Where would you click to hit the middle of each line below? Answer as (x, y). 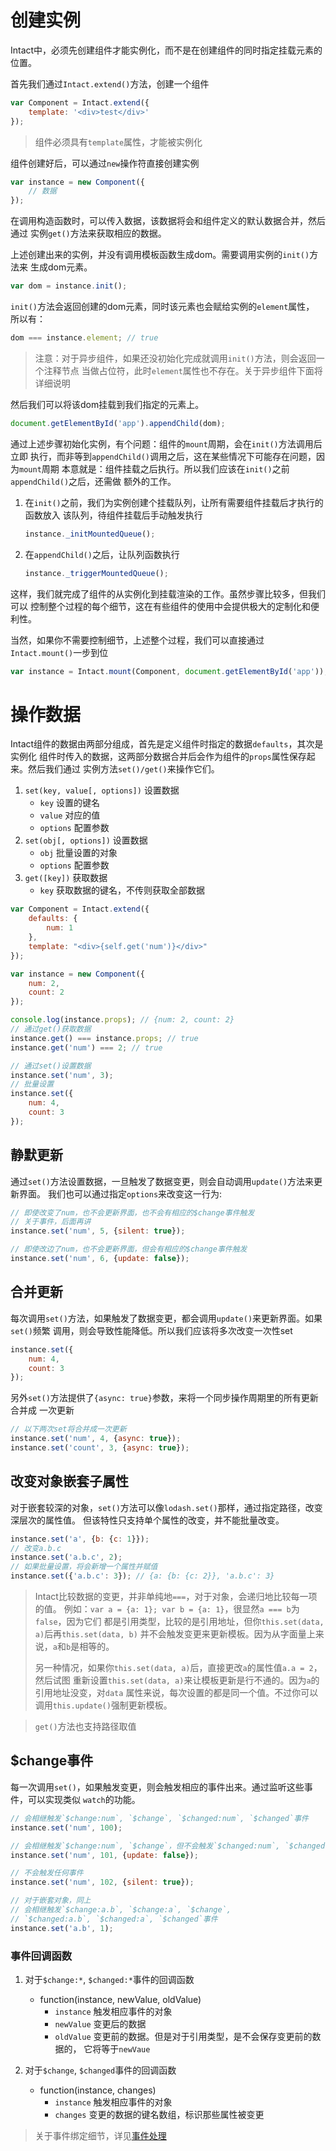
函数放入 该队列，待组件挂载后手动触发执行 (113, 515)
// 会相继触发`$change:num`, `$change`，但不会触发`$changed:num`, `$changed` (170, 1846)
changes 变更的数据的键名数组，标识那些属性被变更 (159, 2114)
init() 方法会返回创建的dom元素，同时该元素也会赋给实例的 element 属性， (162, 307)
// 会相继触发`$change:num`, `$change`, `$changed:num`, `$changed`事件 (159, 1818)
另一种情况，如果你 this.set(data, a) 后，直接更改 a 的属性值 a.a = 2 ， (178, 1668)
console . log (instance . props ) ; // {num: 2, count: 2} (122, 1020)
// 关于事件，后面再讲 (51, 1222)
